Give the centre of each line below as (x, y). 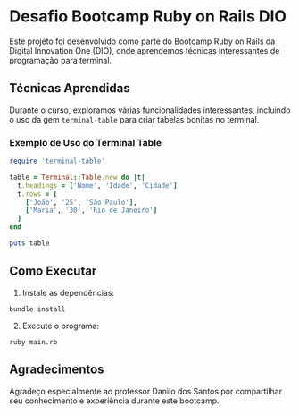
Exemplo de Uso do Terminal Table (86, 142)
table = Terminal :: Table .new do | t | (77, 177)
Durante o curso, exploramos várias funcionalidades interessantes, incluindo (150, 110)
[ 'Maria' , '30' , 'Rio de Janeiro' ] (91, 211)
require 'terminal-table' (57, 161)
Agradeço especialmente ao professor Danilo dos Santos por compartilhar (146, 391)
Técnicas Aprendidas (70, 88)
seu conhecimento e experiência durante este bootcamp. (115, 401)
